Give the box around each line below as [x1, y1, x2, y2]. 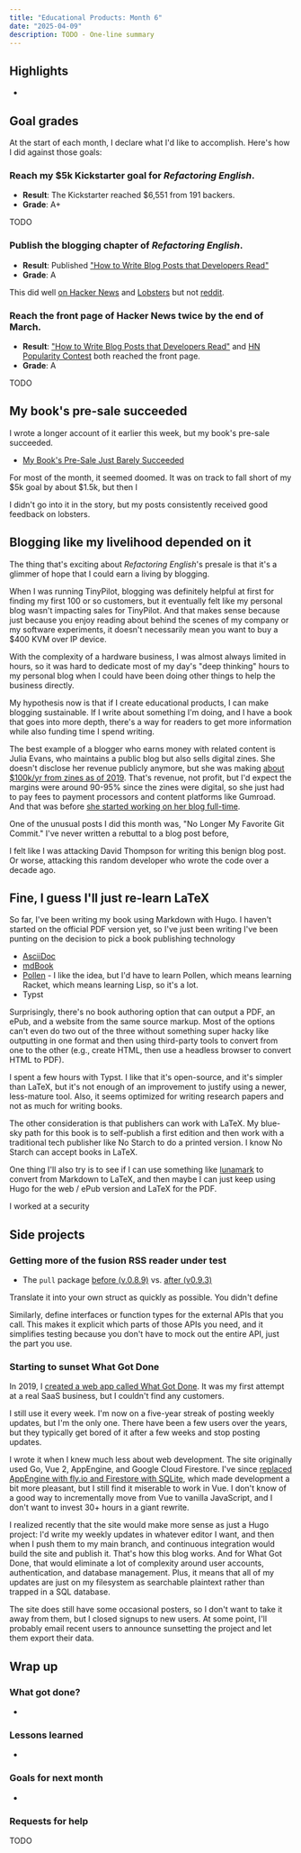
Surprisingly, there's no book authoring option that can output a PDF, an [9, 1006, 276, 1018]
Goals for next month [9, 1772, 103, 1785]
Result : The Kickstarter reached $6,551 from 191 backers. [22, 190, 235, 201]
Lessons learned [9, 1729, 84, 1741]
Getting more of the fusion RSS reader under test [9, 1254, 227, 1267]
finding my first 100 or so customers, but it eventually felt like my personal [9, 595, 283, 606]
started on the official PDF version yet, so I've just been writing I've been [9, 924, 279, 935]
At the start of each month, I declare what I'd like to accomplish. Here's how [9, 137, 290, 148]
